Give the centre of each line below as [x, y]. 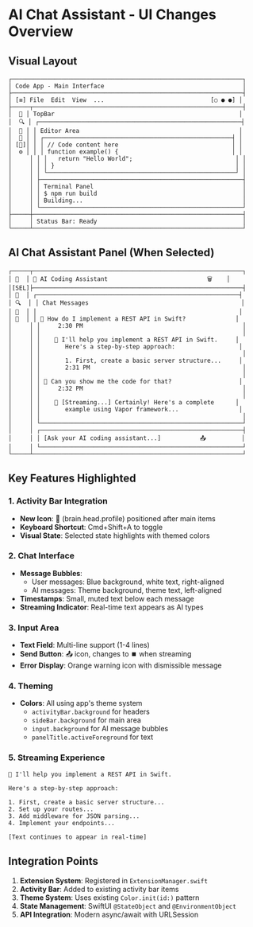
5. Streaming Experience [57, 758]
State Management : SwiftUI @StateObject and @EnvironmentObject [128, 906]
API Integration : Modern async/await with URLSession [109, 914]
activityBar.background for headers [91, 712]
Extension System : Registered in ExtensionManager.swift [114, 880]
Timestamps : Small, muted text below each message [107, 598]
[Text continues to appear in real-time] [78, 837]
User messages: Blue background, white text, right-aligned [128, 582]
